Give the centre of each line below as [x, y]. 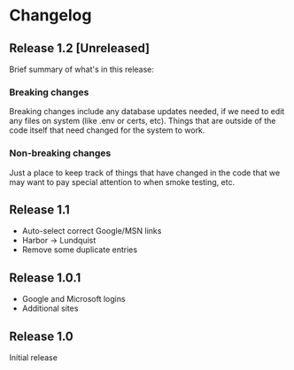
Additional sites [50, 308]
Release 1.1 [40, 209]
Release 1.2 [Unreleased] [80, 48]
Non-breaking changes [60, 153]
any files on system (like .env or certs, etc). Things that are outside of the [143, 121]
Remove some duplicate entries [80, 250]
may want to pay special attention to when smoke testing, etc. [122, 181]
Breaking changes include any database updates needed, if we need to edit [147, 112]
